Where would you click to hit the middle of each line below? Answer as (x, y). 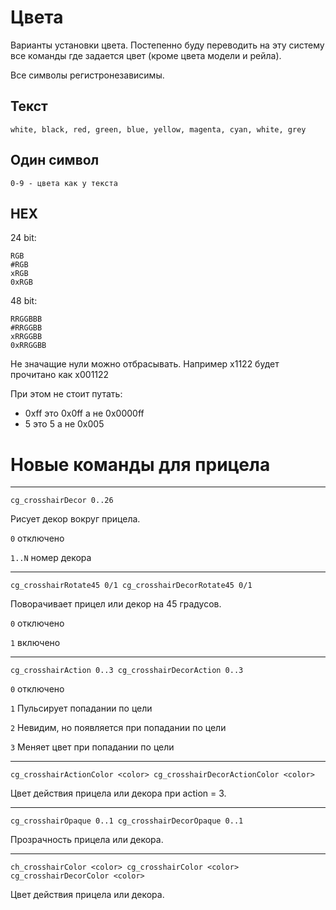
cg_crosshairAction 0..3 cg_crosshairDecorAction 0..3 (127, 671)
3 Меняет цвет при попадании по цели (92, 747)
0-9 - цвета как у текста (64, 183)
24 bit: (23, 238)
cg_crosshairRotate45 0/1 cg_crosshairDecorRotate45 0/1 (131, 586)
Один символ (55, 160)
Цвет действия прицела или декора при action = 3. (118, 793)
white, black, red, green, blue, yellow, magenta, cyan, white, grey (158, 129)
